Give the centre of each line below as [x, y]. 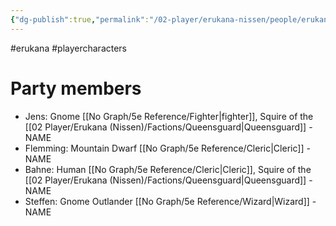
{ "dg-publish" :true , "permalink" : [80, 19]
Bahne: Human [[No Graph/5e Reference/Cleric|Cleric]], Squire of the [168, 169]
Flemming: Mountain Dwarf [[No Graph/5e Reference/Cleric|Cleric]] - [167, 148]
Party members [76, 88]
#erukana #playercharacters [69, 48]
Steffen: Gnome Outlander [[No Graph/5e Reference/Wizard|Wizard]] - [170, 201]
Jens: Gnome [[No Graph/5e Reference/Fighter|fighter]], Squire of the [169, 116]
